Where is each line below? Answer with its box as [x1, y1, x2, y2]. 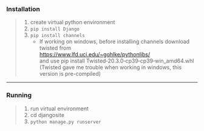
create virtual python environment [30, 19, 115, 26]
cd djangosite [30, 111, 65, 118]
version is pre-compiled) [39, 70, 101, 78]
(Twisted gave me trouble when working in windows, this [39, 64, 182, 71]
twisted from [39, 44, 72, 52]
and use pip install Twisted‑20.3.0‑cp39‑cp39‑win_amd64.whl [39, 57, 194, 65]
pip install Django [30, 26, 80, 32]
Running [6, 91, 32, 99]
